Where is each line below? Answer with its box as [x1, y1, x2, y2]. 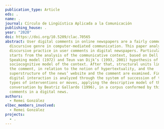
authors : [5, 94, 23, 99]
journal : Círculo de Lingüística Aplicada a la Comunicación [5, 21, 132, 26]
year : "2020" [5, 30, 32, 35]
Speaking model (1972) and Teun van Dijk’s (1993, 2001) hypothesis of [9, 57, 159, 62]
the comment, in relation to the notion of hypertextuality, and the [9, 67, 154, 72]
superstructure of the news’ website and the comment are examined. [9, 71, 152, 76]
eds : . [5, 12, 19, 17]
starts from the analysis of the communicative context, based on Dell [9, 52, 159, 58]
